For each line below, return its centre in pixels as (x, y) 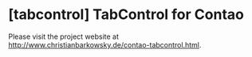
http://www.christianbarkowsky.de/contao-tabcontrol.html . (105, 44)
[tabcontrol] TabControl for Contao (126, 15)
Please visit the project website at (64, 36)
